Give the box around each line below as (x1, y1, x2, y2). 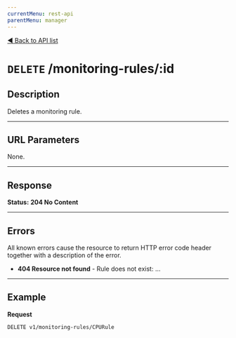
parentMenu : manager (7, 17, 68, 24)
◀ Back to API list (7, 36, 58, 44)
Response (7, 180, 53, 191)
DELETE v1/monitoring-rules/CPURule (7, 323, 114, 330)
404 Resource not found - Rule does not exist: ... (17, 264, 161, 273)
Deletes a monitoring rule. (7, 107, 82, 116)
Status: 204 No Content (7, 198, 79, 207)
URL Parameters (7, 134, 79, 146)
